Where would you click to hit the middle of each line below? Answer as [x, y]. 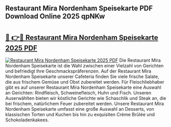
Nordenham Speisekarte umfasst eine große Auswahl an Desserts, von [80, 109]
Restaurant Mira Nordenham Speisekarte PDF [79, 8]
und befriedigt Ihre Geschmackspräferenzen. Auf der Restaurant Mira [78, 71]
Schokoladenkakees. [27, 120]
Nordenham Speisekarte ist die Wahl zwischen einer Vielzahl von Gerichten [84, 66]
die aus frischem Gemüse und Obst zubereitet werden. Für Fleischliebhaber [85, 82]
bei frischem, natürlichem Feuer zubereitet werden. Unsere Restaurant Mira [85, 104]
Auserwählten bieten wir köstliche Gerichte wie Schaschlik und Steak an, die [86, 98]
